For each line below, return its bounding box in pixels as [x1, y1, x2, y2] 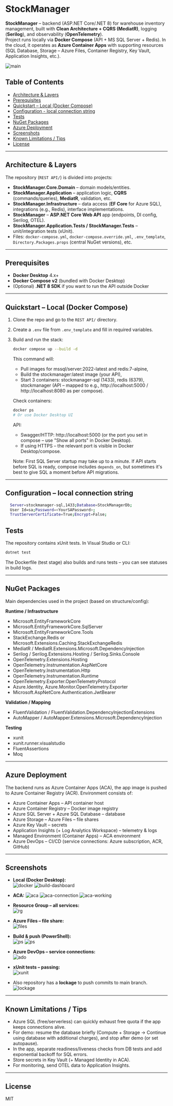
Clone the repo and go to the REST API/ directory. [12, 317, 117, 323]
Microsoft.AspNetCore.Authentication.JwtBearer [12, 689, 116, 695]
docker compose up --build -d [12, 347, 78, 352]
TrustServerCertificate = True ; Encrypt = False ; [10, 512, 107, 517]
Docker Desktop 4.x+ [12, 272, 59, 279]
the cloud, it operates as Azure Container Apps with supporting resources [5, 42, 164, 48]
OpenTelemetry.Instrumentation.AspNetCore [12, 662, 108, 668]
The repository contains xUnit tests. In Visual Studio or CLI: [5, 540, 131, 546]
